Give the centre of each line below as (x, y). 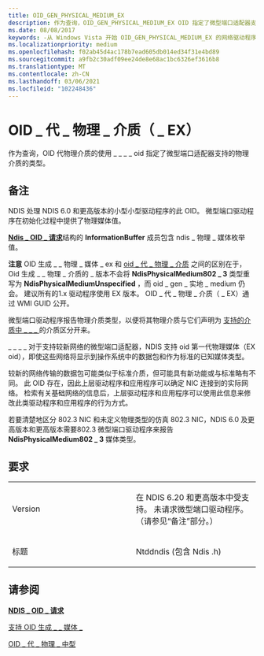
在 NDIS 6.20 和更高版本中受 (189, 497)
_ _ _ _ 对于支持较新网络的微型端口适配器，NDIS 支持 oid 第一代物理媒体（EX (132, 347)
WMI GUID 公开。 (45, 303)
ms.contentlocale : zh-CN (49, 74)
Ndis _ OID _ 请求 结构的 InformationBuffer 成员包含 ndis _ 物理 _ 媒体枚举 (127, 238)
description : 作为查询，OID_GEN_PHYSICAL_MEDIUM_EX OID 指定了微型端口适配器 (130, 23)
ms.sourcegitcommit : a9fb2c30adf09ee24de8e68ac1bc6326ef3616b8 (114, 60)
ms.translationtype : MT (47, 67)
